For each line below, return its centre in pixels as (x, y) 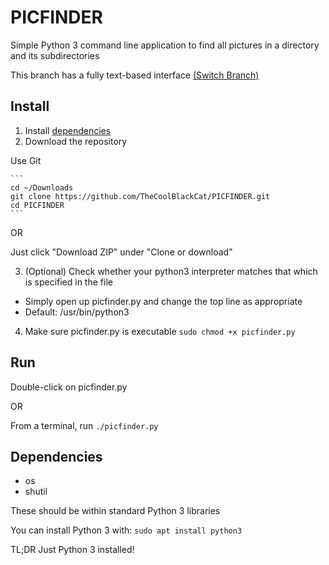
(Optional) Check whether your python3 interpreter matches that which (171, 271)
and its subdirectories (55, 55)
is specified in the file (68, 282)
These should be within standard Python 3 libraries (115, 511)
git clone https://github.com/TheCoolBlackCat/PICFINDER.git (140, 196)
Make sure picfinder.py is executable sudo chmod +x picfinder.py (160, 331)
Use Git (26, 160)
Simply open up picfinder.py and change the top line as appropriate (163, 301)
